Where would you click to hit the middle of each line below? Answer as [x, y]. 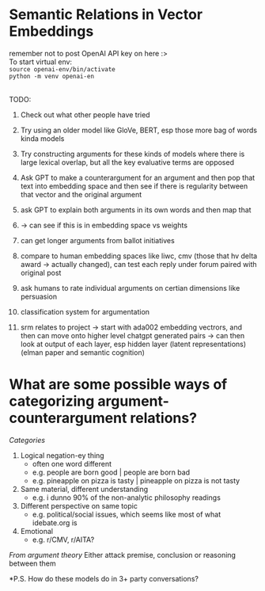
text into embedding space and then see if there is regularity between [134, 186]
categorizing [52, 401]
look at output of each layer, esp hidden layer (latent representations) [133, 344]
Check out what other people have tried [85, 114]
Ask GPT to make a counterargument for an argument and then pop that [138, 177]
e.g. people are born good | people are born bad [111, 472]
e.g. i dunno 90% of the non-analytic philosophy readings [126, 498]
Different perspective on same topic [79, 505]
